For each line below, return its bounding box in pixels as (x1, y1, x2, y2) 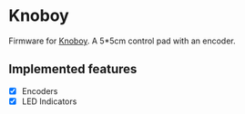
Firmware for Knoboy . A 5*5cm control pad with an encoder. (8, 35, 236, 46)
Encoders (21, 85, 58, 96)
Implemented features (8, 62, 138, 77)
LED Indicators (21, 96, 77, 107)
